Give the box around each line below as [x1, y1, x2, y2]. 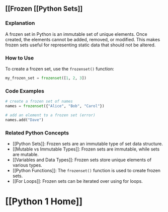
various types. [12, 162, 43, 168]
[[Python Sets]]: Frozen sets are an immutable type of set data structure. [12, 140, 163, 147]
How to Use [5, 54, 34, 61]
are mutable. [12, 151, 39, 157]
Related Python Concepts [5, 129, 69, 136]
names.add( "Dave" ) [5, 117, 44, 122]
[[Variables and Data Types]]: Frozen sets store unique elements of [12, 157, 152, 163]
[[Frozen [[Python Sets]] [5, 5, 83, 13]
